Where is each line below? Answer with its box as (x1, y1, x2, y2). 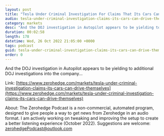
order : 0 (5, 52, 23, 57)
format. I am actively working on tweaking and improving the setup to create (5, 115, 159, 121)
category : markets (5, 20, 42, 26)
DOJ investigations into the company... (5, 71, 83, 77)
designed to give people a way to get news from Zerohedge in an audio (5, 110, 149, 116)
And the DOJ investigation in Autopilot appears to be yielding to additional (5, 66, 154, 71)
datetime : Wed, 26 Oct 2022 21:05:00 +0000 (5, 39, 95, 44)
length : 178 (5, 34, 29, 39)
